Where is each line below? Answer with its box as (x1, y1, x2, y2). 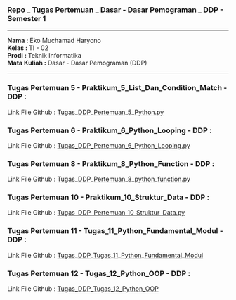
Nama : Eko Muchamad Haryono (7, 37, 102, 45)
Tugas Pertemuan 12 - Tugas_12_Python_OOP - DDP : (7, 268, 191, 278)
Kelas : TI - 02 (7, 44, 49, 52)
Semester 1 (7, 13, 46, 23)
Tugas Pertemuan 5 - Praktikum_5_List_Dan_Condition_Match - (7, 83, 228, 93)
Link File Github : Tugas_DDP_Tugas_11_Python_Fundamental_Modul (7, 251, 204, 259)
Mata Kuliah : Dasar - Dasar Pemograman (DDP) (7, 58, 147, 68)
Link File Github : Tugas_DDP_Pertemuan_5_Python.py (7, 108, 164, 116)
